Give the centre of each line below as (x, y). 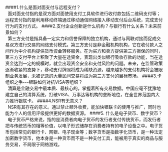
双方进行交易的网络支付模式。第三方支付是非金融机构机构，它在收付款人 (84, 45)
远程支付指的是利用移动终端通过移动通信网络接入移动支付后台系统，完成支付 (84, 20)
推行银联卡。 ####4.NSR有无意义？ (46, 101)
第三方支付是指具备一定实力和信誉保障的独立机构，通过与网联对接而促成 (82, 38)
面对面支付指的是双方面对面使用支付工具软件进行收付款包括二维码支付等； (84, 13)
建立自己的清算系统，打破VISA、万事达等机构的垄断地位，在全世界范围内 (80, 94)
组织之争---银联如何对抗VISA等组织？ (44, 82)
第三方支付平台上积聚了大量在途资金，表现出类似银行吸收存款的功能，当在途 (84, 57)
